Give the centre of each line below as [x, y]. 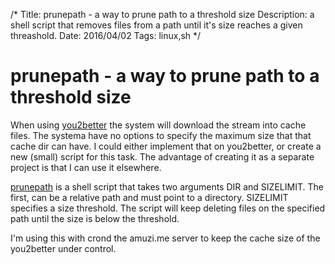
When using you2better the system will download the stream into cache [158, 125]
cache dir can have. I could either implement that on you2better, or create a [166, 146]
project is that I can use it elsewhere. [86, 167]
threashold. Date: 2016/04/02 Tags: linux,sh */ [106, 35]
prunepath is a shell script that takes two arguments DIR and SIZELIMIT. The [167, 186]
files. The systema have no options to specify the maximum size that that [161, 135]
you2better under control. [63, 248]
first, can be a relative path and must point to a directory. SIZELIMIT [149, 197]
